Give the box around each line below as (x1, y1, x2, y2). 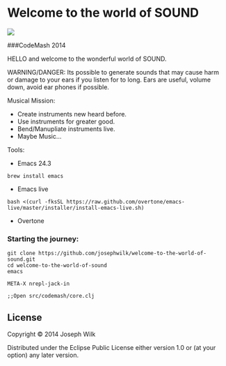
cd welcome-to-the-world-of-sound (7, 262, 108, 269)
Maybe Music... (17, 132, 62, 140)
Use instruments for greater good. (17, 117, 115, 125)
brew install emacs (7, 172, 64, 179)
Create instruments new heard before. (17, 109, 127, 118)
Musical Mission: (7, 96, 56, 105)
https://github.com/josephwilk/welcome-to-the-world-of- (38, 250, 207, 257)
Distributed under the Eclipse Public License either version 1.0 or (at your (7, 344, 216, 352)
